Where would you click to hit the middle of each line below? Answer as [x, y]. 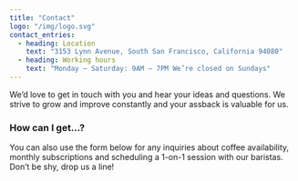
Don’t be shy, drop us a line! [62, 167]
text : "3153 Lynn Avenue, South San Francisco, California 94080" [154, 52]
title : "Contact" [42, 18]
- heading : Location [57, 43]
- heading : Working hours [67, 60]
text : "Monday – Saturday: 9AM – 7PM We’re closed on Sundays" [149, 69]
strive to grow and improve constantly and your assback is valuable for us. [149, 104]
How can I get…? [47, 127]
